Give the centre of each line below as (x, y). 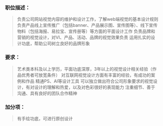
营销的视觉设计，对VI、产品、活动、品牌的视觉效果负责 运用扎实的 (84, 37)
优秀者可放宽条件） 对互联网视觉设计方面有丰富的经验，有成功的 (86, 75)
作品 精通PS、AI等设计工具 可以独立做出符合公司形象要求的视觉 (90, 81)
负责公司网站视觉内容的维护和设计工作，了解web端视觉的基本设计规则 (88, 19)
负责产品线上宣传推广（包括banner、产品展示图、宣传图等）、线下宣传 (87, 25)
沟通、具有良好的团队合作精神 (47, 93)
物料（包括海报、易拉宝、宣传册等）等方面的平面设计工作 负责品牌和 (86, 31)
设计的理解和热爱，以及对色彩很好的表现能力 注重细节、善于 (94, 87)
